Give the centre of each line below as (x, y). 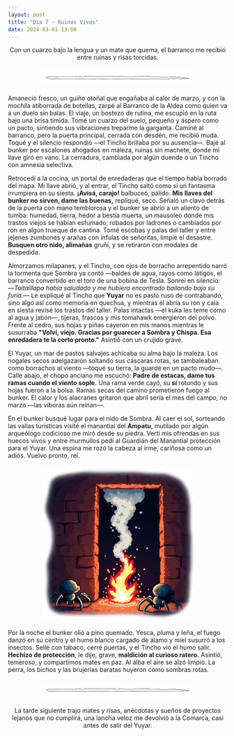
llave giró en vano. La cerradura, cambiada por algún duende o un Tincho (113, 157)
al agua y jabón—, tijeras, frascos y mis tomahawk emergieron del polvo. (112, 318)
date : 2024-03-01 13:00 (42, 29)
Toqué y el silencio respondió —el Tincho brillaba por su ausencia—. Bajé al (117, 143)
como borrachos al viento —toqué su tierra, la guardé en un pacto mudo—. (116, 368)
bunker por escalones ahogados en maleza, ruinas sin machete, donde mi (114, 150)
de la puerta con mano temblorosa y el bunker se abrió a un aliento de (109, 208)
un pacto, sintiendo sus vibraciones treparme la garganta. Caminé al (106, 128)
